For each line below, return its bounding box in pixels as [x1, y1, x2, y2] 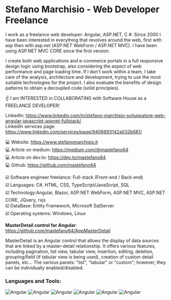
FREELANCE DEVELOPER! [5, 102, 60, 109]
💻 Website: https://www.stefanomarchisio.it [5, 139, 98, 145]
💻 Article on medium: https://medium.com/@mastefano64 [5, 146, 129, 153]
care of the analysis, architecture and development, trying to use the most [5, 74, 161, 80]
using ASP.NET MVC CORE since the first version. [5, 48, 110, 54]
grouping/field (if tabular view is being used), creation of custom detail [5, 253, 154, 260]
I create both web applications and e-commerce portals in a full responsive [5, 57, 163, 63]
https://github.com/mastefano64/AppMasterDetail [5, 227, 111, 233]
